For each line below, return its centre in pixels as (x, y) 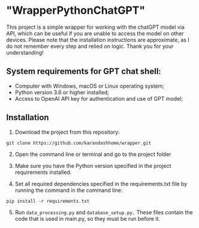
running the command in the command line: (69, 190)
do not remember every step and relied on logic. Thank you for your (90, 46)
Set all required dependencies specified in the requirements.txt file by (101, 184)
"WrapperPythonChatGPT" (76, 10)
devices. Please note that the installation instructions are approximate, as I (98, 40)
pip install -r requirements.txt (48, 201)
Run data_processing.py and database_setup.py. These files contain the (104, 212)
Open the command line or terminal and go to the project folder (93, 154)
